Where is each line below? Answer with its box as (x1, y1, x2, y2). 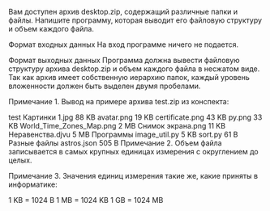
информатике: (8, 179, 58, 189)
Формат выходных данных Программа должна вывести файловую (8, 56, 241, 65)
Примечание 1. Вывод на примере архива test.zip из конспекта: (8, 97, 229, 106)
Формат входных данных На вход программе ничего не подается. (8, 40, 239, 49)
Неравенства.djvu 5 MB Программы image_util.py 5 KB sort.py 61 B (8, 129, 238, 139)
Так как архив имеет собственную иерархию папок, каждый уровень (8, 73, 250, 82)
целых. (8, 155, 32, 165)
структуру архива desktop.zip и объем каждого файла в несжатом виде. (8, 64, 260, 74)
